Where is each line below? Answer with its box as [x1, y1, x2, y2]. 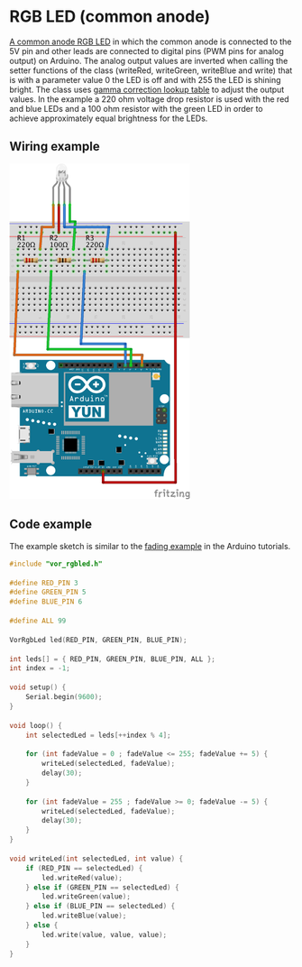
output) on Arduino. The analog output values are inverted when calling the [9, 55, 288, 66]
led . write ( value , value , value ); [41, 930, 168, 939]
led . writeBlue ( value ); [41, 911, 127, 921]
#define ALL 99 [9, 616, 67, 625]
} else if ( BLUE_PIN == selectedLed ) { [25, 902, 176, 911]
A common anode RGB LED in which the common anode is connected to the [9, 36, 292, 47]
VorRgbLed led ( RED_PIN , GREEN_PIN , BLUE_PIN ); [9, 635, 188, 644]
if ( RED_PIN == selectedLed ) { [25, 863, 143, 872]
